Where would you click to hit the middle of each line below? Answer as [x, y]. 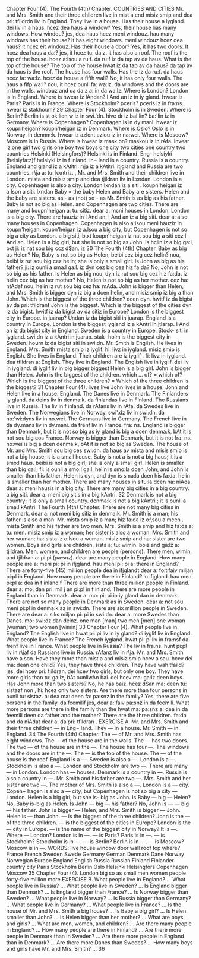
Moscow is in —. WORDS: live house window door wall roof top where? [93, 848]
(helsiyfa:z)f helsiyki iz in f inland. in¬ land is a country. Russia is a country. [98, 160]
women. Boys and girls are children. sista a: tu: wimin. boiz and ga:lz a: [93, 545]
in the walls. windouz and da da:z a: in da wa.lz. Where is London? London [97, 91]
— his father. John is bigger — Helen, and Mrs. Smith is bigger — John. [94, 810]
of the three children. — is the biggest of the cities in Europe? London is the [99, 823]
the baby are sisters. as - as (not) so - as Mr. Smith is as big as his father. [96, 198]
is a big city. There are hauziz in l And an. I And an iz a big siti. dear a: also [97, 217]
